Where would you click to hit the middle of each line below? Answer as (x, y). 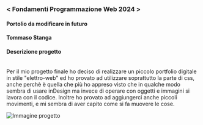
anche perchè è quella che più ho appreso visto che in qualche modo (93, 85)
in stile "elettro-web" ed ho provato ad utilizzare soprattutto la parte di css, (100, 78)
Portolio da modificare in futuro (47, 24)
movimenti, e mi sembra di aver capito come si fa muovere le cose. (90, 104)
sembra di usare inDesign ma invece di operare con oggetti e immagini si (98, 91)
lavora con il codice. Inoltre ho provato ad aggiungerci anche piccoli (92, 98)
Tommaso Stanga (29, 38)
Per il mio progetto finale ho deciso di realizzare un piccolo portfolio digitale (102, 71)
